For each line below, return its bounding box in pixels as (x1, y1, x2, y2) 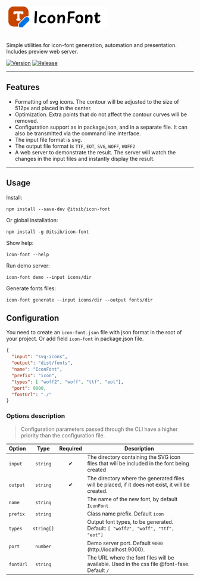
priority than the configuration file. (20, 431, 105, 439)
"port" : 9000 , (11, 385, 46, 391)
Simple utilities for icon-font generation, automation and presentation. (6, 42, 177, 48)
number (35, 543, 52, 550)
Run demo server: (6, 262, 50, 269)
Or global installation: (6, 216, 58, 223)
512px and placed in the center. (14, 104, 92, 111)
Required (59, 445, 82, 452)
